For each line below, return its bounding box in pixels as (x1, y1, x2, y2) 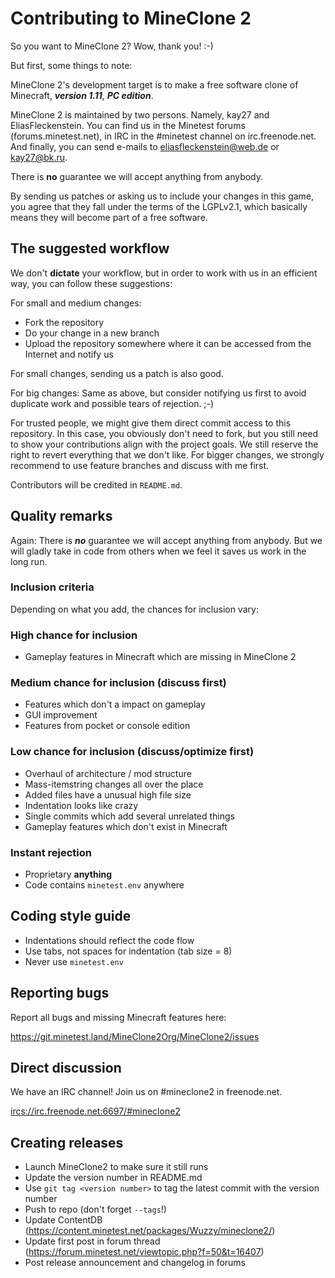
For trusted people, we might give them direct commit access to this (10, 417, 292, 429)
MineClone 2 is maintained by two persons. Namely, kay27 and (10, 108, 270, 121)
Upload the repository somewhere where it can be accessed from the (24, 337, 312, 349)
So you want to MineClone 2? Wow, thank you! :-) (10, 40, 214, 52)
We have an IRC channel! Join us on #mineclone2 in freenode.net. (10, 1086, 283, 1098)
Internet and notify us (24, 348, 114, 360)
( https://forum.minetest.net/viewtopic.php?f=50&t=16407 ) (24, 1246, 265, 1258)
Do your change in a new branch (24, 327, 160, 339)
